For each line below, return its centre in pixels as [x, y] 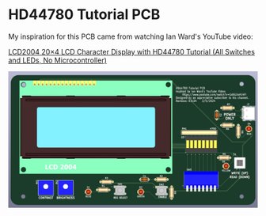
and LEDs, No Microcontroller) [57, 60]
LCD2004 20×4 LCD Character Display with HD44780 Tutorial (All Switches [132, 51]
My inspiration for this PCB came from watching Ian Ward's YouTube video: [131, 36]
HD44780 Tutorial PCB [84, 15]
